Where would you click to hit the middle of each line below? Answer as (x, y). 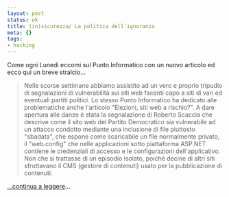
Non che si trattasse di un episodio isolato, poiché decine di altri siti (119, 158)
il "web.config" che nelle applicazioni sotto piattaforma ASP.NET (115, 144)
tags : (15, 39)
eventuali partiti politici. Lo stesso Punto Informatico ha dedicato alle (120, 100)
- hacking (21, 45)
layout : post (26, 13)
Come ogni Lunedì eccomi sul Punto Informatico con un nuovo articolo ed (111, 65)
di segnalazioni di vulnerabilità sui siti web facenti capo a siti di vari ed (123, 93)
